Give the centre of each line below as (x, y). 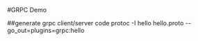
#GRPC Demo (27, 10)
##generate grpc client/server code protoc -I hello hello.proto (96, 23)
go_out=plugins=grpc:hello (46, 30)
